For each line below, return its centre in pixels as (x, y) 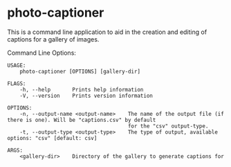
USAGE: (17, 65)
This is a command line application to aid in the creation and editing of (107, 32)
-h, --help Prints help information (82, 89)
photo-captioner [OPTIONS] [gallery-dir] (80, 71)
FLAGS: (17, 83)
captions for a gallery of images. (53, 39)
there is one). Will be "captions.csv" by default (82, 120)
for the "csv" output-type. (168, 126)
